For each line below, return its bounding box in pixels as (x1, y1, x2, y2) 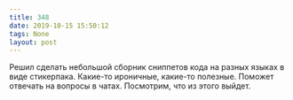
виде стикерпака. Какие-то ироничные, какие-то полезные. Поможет (9, 72, 274, 82)
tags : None (9, 29, 50, 38)
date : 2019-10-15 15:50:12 (9, 21, 109, 30)
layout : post (9, 37, 58, 47)
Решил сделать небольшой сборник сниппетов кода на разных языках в (9, 62, 285, 73)
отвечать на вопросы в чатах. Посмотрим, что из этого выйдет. (9, 81, 251, 91)
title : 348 (9, 12, 50, 22)
